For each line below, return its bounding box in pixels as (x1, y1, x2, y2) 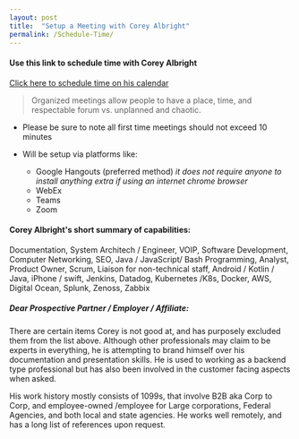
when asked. (9, 373, 56, 383)
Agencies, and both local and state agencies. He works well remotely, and (9, 409, 282, 420)
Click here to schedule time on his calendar (9, 77, 169, 88)
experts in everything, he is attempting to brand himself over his (9, 344, 245, 355)
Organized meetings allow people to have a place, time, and (30, 95, 252, 106)
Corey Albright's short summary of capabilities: (9, 225, 191, 236)
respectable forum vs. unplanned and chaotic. (30, 104, 201, 115)
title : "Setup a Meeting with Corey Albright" (9, 22, 191, 30)
